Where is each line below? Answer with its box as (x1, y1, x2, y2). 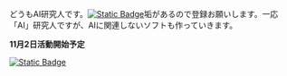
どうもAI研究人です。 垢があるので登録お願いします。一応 (9, 9, 279, 19)
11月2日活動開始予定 (9, 39, 85, 49)
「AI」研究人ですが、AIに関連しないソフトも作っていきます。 (9, 20, 238, 30)
